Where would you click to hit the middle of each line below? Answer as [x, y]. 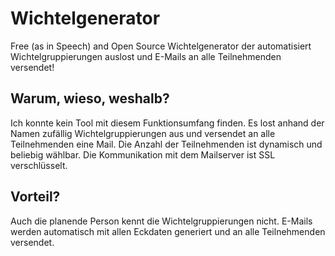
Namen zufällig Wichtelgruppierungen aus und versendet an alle [143, 133]
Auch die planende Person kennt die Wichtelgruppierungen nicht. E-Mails [161, 221]
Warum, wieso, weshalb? [90, 98]
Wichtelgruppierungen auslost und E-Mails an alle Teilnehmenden [146, 56]
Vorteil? [35, 197]
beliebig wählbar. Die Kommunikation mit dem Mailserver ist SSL [143, 154]
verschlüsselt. [39, 165]
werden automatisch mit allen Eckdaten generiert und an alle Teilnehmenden [168, 231]
